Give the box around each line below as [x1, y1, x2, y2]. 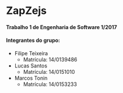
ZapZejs [6, 4, 47, 17]
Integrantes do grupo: [6, 37, 60, 44]
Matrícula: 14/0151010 [23, 68, 75, 75]
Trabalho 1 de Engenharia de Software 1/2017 [6, 23, 118, 30]
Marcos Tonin [14, 74, 48, 81]
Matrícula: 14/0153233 [23, 80, 78, 88]
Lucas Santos [14, 62, 48, 69]
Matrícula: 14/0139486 [23, 56, 78, 63]
